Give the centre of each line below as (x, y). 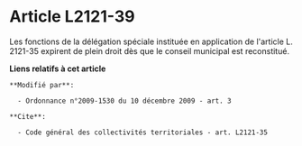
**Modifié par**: (42, 85)
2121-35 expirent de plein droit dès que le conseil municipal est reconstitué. (150, 50)
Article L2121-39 (72, 17)
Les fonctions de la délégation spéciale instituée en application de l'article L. (151, 41)
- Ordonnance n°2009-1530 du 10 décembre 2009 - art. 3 (124, 101)
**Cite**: (28, 116)
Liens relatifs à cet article (58, 68)
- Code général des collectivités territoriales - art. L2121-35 (143, 132)
